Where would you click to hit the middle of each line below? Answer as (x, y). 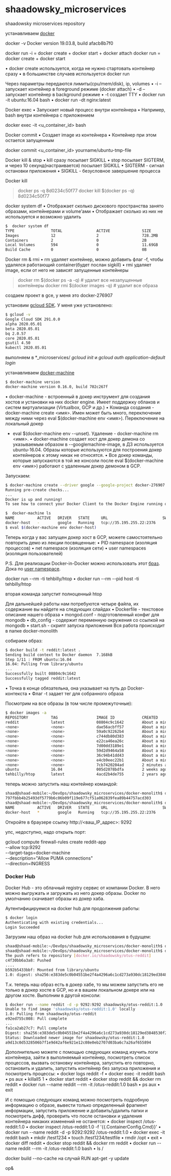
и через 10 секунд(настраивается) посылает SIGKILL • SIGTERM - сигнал (85, 165)
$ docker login (21, 918)
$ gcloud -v (18, 315)
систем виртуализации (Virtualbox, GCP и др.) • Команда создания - (80, 407)
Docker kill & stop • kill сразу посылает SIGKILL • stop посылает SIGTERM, (85, 160)
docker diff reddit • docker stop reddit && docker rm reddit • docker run (81, 1143)
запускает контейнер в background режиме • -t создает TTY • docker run (85, 94)
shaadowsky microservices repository (45, 23)
